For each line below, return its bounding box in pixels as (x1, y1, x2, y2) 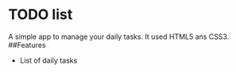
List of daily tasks (19, 56, 78, 65)
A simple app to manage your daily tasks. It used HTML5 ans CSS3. (8, 32, 229, 41)
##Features (8, 40, 46, 49)
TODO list (8, 6, 73, 24)
